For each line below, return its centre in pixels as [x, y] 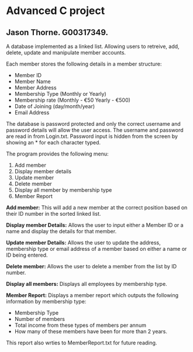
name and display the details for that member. [61, 231]
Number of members [40, 319]
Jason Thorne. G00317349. [57, 32]
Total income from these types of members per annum [80, 325]
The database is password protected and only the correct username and [94, 124]
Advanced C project [56, 11]
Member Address [35, 88]
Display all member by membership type [63, 190]
